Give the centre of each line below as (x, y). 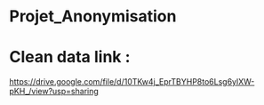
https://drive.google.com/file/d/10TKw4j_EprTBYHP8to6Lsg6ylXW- (132, 82)
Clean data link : (70, 57)
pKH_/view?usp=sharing (54, 92)
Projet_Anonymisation (93, 16)
